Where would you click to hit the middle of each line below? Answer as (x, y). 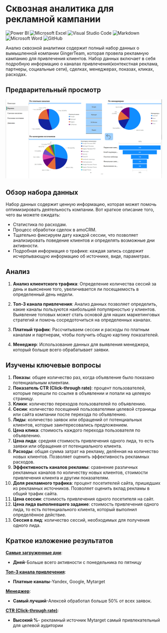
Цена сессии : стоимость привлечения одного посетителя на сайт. (83, 499)
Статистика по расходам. (40, 225)
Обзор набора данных (42, 192)
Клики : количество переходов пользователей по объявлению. (80, 404)
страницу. (23, 398)
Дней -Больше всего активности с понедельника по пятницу (77, 562)
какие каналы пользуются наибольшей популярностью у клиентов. (84, 309)
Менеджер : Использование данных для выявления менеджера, (81, 344)
